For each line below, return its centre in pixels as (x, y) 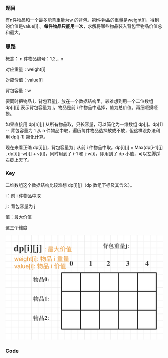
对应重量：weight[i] (25, 69)
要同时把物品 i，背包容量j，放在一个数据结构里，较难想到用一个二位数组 (79, 101)
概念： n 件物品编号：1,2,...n (34, 58)
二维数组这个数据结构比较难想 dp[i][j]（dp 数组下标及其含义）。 (70, 185)
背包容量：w (18, 90)
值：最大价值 (18, 217)
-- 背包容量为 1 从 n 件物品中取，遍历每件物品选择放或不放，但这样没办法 (81, 130)
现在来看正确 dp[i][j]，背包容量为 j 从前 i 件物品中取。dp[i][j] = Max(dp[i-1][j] (84, 147)
